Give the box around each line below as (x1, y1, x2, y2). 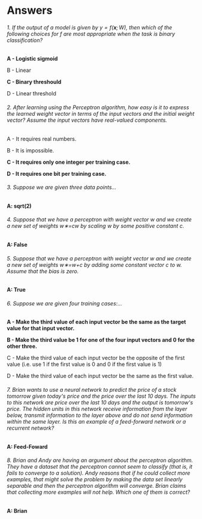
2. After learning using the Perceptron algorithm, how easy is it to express (7, 103, 189, 111)
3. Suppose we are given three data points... (7, 184, 116, 191)
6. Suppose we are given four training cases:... (7, 299, 122, 307)
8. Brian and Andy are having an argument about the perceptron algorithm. (7, 457, 194, 464)
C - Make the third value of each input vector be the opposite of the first (7, 355, 185, 362)
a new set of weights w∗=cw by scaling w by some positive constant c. (7, 223, 185, 230)
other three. (7, 343, 38, 350)
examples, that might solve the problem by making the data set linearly (7, 476, 183, 483)
